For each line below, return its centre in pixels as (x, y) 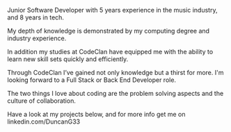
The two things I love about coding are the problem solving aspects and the (115, 93)
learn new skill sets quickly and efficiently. (68, 59)
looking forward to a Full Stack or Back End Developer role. (91, 80)
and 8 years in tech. (36, 17)
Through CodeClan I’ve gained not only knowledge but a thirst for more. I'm (115, 73)
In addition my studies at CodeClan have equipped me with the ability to (110, 52)
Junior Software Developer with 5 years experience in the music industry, (112, 10)
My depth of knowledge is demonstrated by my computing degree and (109, 31)
